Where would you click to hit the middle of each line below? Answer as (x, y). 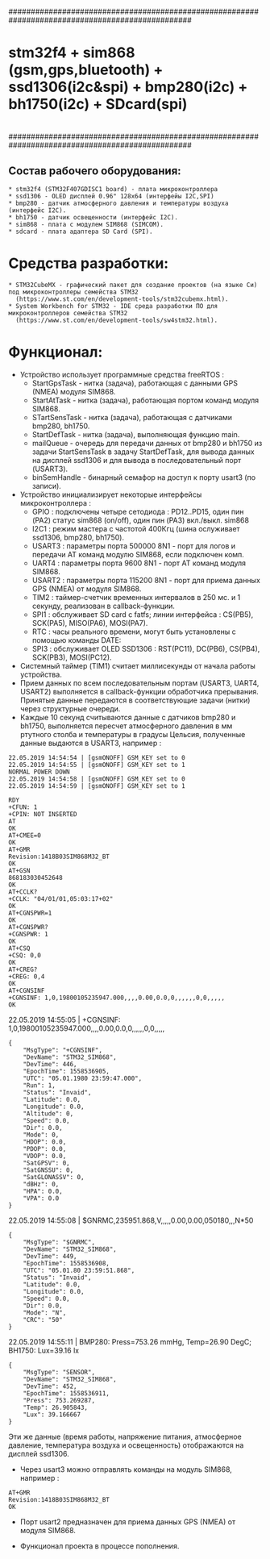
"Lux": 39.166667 (52, 1415)
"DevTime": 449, (50, 1257)
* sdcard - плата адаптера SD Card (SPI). (81, 232)
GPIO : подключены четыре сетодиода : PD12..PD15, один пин (138, 512)
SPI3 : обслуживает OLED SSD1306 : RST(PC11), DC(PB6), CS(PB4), (146, 649)
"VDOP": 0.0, (45, 1157)
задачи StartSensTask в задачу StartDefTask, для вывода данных (143, 452)
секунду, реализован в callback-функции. (103, 606)
